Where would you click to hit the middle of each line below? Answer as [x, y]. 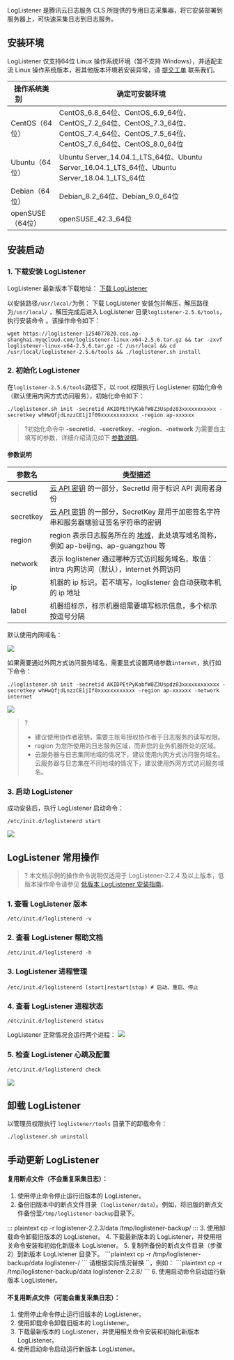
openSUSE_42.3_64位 [95, 219]
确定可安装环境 [141, 94]
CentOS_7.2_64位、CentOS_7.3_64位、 [125, 123]
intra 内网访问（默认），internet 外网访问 [115, 569]
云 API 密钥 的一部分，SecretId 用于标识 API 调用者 [133, 488]
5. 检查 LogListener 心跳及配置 [58, 1055]
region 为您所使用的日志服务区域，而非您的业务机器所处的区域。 [127, 746]
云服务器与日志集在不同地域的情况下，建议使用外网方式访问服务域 [129, 763]
